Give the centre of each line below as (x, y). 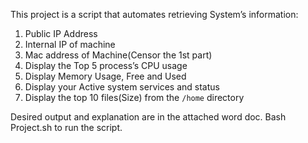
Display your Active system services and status (122, 87)
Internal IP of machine (70, 44)
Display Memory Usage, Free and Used (105, 76)
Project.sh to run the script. (66, 127)
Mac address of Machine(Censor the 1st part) (118, 55)
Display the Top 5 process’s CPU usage (106, 65)
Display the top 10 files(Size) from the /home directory (134, 97)
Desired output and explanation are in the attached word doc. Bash (148, 117)
